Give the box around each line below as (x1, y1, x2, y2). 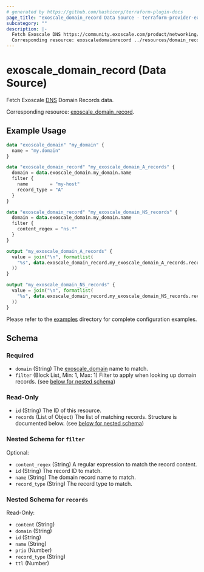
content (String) (15, 521, 55, 528)
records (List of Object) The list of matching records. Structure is (15, 413, 177, 421)
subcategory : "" (6, 20, 47, 26)
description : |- (6, 26, 47, 32)
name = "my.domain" (12, 147, 61, 154)
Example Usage (6, 126, 67, 136)
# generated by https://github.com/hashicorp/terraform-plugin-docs (6, 9, 183, 15)
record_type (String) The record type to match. (15, 480, 132, 487)
